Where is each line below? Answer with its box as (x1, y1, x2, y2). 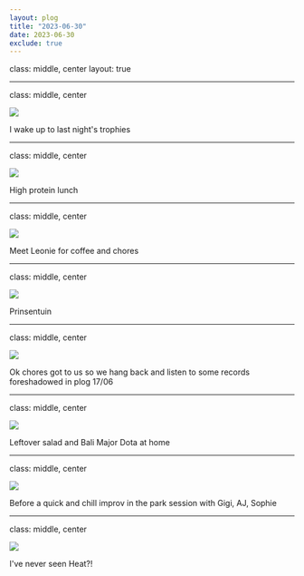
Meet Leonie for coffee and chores (9, 246, 139, 257)
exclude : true (9, 38, 63, 48)
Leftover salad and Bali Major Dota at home (9, 437, 170, 448)
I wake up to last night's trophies (9, 124, 131, 135)
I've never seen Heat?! (9, 559, 93, 570)
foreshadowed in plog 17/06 (9, 376, 114, 387)
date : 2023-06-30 (9, 30, 75, 39)
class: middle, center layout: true (9, 63, 131, 74)
